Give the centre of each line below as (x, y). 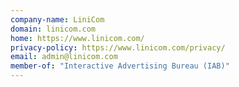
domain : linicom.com (53, 29)
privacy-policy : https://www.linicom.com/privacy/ (118, 47)
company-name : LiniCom (57, 19)
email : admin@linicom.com (64, 57)
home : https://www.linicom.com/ (77, 38)
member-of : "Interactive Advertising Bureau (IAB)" (120, 66)
